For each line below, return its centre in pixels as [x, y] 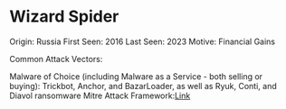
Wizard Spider [64, 17]
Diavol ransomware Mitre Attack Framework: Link [100, 95]
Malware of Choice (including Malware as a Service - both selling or [136, 76]
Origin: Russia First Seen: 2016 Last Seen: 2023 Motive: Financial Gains [143, 41]
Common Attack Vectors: [56, 59]
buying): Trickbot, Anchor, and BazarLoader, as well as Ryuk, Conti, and [143, 86]
